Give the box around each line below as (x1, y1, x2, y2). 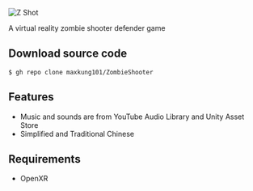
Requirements (8, 152, 81, 166)
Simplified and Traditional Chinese (19, 129, 135, 138)
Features (8, 90, 54, 104)
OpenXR (19, 174, 48, 184)
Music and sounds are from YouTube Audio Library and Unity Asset (19, 112, 245, 121)
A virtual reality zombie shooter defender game (8, 23, 166, 32)
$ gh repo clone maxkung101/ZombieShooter (8, 68, 154, 76)
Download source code (8, 47, 128, 61)
